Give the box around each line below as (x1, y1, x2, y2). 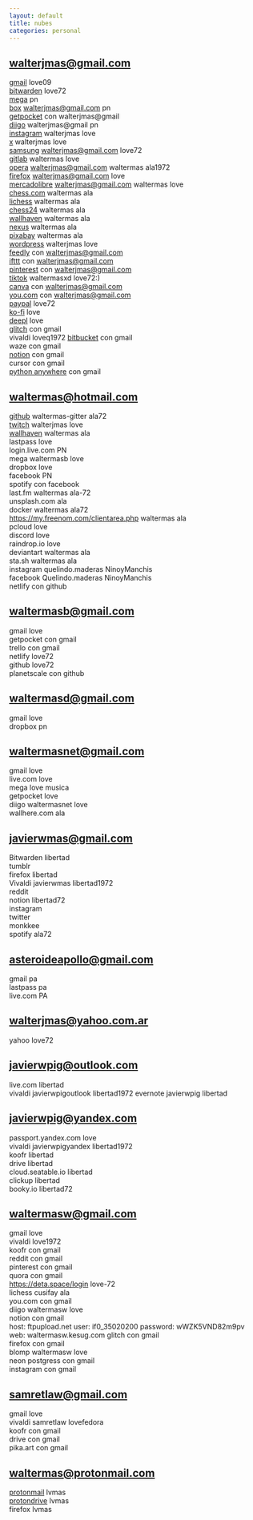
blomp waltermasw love (9, 1347, 88, 1357)
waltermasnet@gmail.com (9, 745, 145, 758)
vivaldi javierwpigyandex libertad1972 (9, 1141, 133, 1151)
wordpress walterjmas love (9, 239, 98, 249)
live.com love (9, 774, 53, 784)
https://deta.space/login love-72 (9, 1279, 115, 1289)
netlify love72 (9, 651, 54, 661)
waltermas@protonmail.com (9, 1466, 155, 1480)
